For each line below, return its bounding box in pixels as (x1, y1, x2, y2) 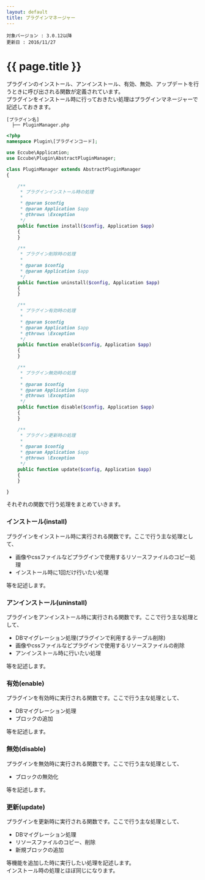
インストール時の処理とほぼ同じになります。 (6, 867, 119, 874)
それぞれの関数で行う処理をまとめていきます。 (6, 500, 124, 508)
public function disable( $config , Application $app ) (17, 404, 155, 410)
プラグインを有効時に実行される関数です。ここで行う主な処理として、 (6, 694, 182, 702)
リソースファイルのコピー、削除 (15, 838, 96, 846)
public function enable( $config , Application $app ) (17, 342, 152, 348)
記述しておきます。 (6, 103, 54, 111)
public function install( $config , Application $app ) (17, 223, 155, 229)
